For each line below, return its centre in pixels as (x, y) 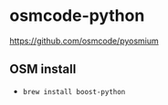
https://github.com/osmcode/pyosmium (84, 41)
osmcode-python (77, 16)
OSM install (43, 69)
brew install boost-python (74, 91)
